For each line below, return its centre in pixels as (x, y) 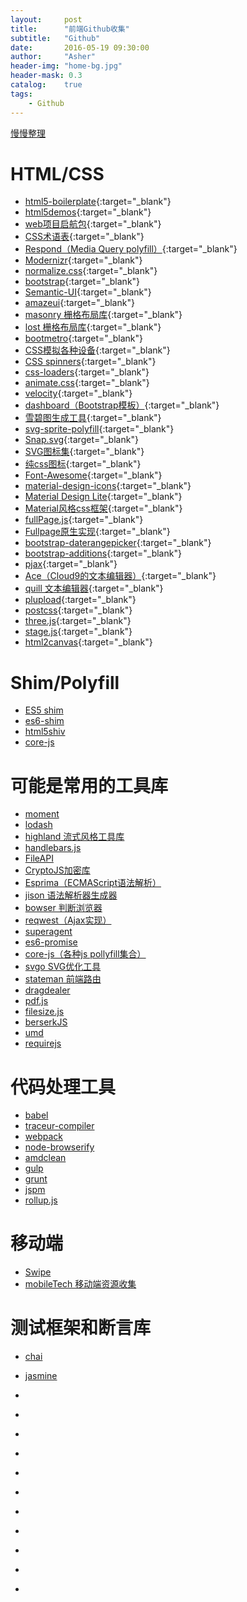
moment (42, 814)
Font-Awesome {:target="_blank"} (93, 475)
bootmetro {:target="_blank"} (83, 338)
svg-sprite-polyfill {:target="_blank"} (99, 429)
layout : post (46, 19)
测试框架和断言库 (81, 1328)
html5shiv (45, 732)
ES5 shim (44, 710)
